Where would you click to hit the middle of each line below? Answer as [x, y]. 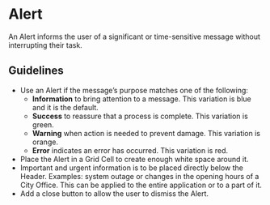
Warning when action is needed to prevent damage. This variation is [146, 133]
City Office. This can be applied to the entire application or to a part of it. [141, 185]
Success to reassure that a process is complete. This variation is [140, 116]
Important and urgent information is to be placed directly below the [132, 168]
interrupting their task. [45, 45]
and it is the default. [65, 107]
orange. [45, 142]
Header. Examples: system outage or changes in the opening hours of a [139, 176]
